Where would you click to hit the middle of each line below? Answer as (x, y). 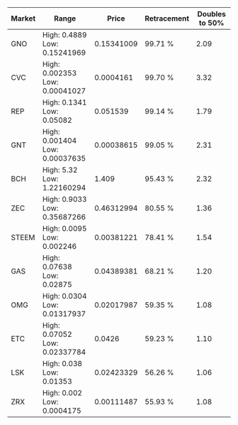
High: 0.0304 (64, 296)
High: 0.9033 (64, 199)
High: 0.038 (62, 364)
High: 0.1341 (64, 102)
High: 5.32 (60, 170)
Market (23, 18)
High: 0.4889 (64, 35)
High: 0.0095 (64, 228)
